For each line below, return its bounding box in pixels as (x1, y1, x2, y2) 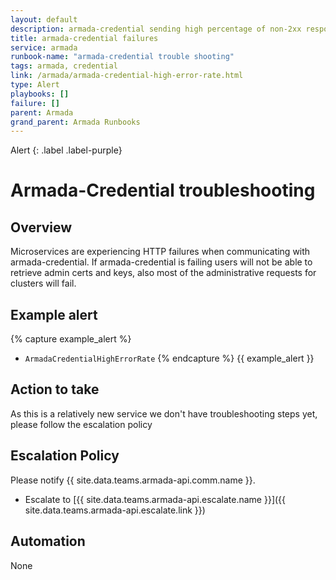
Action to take (10, 381, 100, 398)
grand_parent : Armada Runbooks (10, 117, 141, 127)
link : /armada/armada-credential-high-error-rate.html (10, 71, 244, 81)
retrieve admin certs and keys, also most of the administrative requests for (10, 267, 317, 279)
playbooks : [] (10, 89, 70, 99)
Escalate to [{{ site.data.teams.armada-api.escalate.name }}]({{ (24, 493, 287, 505)
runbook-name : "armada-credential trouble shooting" (10, 52, 235, 62)
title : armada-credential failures (10, 33, 159, 43)
